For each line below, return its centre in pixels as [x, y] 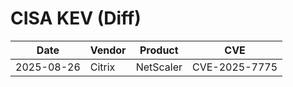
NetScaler [159, 67]
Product [159, 50]
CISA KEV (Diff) [76, 18]
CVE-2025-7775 [235, 67]
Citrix [102, 67]
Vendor [108, 50]
